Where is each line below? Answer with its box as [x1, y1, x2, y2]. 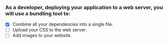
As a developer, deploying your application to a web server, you [5, 4, 163, 11]
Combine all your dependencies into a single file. [12, 21, 114, 27]
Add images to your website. [12, 33, 72, 39]
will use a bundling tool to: [5, 10, 71, 17]
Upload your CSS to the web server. [12, 27, 87, 33]
